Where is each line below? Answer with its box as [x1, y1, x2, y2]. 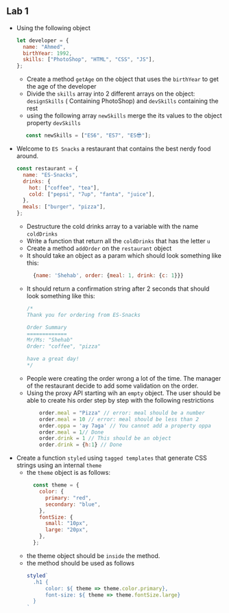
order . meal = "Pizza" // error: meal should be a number [39, 409, 205, 416]
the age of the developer [26, 82, 97, 91]
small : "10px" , [45, 520, 88, 527]
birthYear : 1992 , [23, 49, 73, 57]
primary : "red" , [45, 494, 92, 501]
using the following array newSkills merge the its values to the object [26, 111, 222, 120]
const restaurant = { [16, 165, 78, 172]
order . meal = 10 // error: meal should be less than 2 [39, 416, 200, 423]
